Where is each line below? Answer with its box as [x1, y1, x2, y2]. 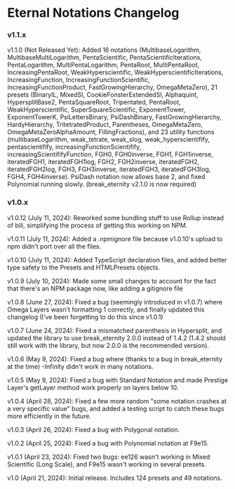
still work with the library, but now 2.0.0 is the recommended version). [7, 341, 209, 349]
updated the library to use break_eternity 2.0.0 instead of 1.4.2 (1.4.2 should [7, 333, 226, 342]
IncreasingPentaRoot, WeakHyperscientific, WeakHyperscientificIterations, [7, 68, 224, 76]
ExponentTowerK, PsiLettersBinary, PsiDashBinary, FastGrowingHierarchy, [7, 113, 222, 121]
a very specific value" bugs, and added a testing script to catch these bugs [7, 404, 224, 413]
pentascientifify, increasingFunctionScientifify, [7, 142, 142, 152]
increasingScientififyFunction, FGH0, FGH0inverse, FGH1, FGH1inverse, [7, 150, 214, 159]
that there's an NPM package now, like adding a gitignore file [7, 284, 184, 293]
